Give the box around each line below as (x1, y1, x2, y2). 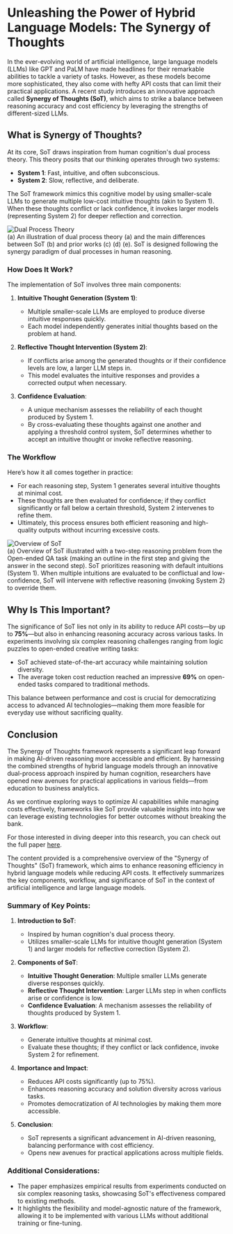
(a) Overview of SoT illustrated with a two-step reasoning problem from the (7, 547, 223, 555)
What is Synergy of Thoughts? (7, 129, 143, 141)
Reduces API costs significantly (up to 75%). (27, 1078, 156, 1086)
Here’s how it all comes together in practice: (7, 468, 134, 477)
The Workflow (7, 452, 56, 462)
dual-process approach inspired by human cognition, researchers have (7, 769, 211, 777)
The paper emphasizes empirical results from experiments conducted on (17, 1182, 227, 1190)
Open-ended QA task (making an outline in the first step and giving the (7, 554, 210, 562)
